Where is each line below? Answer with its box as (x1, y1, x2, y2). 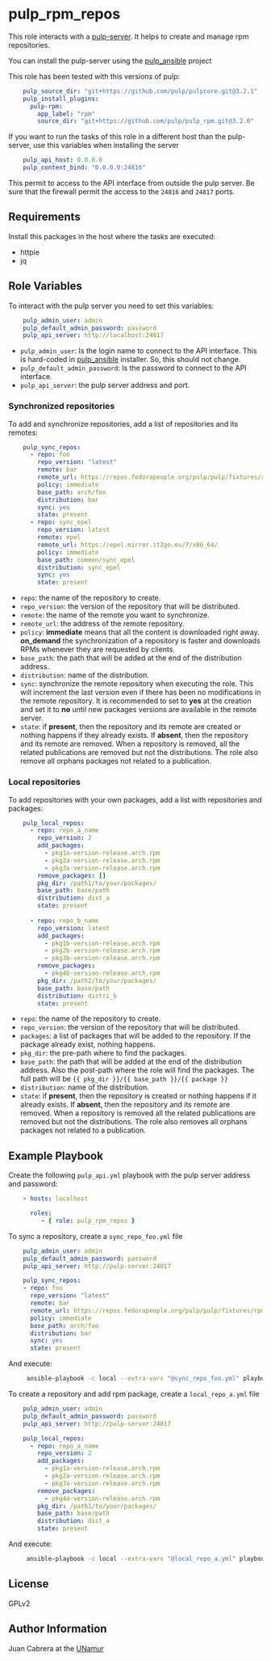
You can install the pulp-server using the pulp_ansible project (8, 56, 212, 65)
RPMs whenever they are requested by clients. (19, 644, 176, 655)
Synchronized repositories (8, 401, 115, 412)
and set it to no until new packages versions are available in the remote (19, 705, 256, 715)
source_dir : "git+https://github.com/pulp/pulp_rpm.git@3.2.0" (37, 117, 254, 125)
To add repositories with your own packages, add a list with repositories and (8, 795, 262, 804)
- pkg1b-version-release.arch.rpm (44, 939, 161, 947)
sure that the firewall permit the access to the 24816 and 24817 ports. (8, 187, 236, 196)
